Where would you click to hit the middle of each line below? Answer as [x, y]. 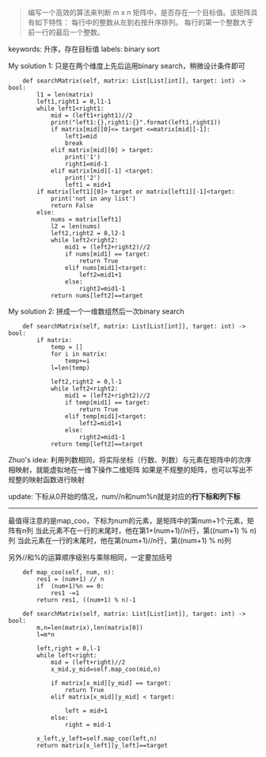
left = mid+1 [86, 711]
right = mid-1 [88, 725]
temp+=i [77, 361]
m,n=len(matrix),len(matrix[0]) [90, 628]
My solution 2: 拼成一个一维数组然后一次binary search [96, 311]
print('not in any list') [93, 199]
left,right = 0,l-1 [69, 649]
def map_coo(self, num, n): [68, 573]
